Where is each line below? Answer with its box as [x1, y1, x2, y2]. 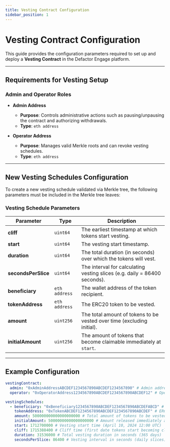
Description [107, 218, 137, 225]
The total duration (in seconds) [81, 249, 155, 256]
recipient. [81, 291, 104, 298]
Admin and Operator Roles [5, 91, 72, 98]
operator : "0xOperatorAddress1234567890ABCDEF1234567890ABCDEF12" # [10, 390, 157, 395]
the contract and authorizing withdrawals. [20, 118, 107, 124]
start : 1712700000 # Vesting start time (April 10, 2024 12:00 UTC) [14, 423, 162, 428]
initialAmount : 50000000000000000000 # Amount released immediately [14, 418, 162, 424]
